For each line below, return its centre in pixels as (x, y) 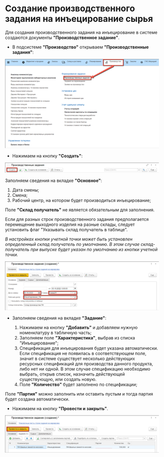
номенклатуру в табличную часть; (55, 333)
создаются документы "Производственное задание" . (62, 38)
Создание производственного (70, 9)
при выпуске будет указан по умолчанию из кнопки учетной (94, 249)
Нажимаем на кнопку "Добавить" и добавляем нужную (79, 327)
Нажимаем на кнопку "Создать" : (47, 156)
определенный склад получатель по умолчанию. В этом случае (72, 244)
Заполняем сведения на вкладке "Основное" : (54, 180)
